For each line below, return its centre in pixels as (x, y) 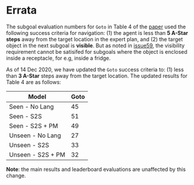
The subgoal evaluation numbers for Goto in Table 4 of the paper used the (96, 27)
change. (16, 176)
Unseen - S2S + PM (37, 154)
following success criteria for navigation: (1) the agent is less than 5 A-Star (97, 33)
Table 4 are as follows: (34, 82)
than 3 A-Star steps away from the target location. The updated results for (97, 76)
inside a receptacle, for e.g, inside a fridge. (59, 58)
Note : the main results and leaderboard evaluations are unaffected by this (96, 169)
